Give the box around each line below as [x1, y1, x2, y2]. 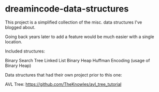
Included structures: [5, 48, 45, 54]
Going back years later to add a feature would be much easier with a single [5, 34, 155, 39]
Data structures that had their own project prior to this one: [5, 72, 122, 78]
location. [5, 39, 23, 44]
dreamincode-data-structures [5, 3, 129, 14]
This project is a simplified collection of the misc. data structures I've [5, 19, 143, 25]
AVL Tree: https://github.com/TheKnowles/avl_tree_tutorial [5, 81, 122, 87]
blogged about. [5, 24, 35, 30]
